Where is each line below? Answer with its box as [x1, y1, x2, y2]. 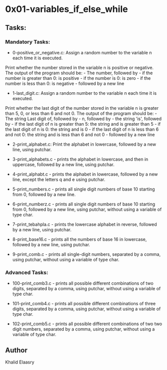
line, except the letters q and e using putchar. [12, 176, 106, 183]
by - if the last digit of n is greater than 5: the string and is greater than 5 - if [5, 121, 161, 127]
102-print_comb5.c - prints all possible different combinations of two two [12, 321, 163, 327]
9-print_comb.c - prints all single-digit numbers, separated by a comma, [12, 251, 161, 257]
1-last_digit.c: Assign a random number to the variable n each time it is [12, 90, 157, 96]
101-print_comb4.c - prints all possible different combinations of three [12, 301, 156, 307]
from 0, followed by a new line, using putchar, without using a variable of [12, 206, 162, 212]
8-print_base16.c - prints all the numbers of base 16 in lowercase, [12, 236, 147, 242]
